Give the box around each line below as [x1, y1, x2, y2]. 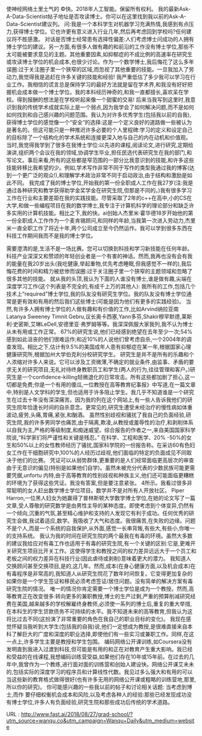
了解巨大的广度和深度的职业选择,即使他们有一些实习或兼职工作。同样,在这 [11, 631, 195, 637]
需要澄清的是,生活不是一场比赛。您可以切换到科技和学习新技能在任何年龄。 [6, 245, 193, 252]
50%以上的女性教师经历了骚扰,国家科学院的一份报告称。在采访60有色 [16, 441, 190, 449]
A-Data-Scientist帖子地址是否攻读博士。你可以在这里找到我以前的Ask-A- [6, 13, 186, 20]
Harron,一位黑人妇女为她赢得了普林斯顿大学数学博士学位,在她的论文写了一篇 [6, 495, 196, 501]
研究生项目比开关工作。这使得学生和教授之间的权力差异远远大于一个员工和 [11, 547, 197, 555]
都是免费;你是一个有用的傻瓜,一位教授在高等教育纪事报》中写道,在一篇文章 [11, 381, 196, 388]
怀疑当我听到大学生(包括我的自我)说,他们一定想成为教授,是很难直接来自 [11, 623, 188, 630]
